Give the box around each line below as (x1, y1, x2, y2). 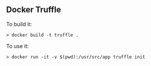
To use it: (6, 42, 29, 49)
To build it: (6, 20, 32, 27)
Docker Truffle (6, 5, 61, 15)
